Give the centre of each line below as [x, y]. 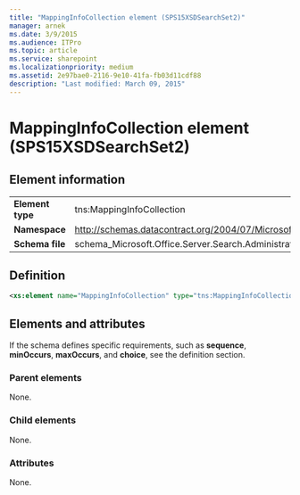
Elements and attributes [77, 323]
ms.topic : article [43, 51]
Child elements [43, 420]
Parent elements [46, 378]
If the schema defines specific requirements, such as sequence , [128, 345]
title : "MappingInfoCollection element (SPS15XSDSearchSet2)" [127, 17]
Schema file [40, 243]
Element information [67, 180]
